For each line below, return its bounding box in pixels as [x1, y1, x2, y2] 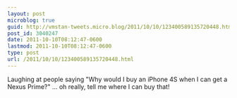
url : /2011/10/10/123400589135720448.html [7, 56, 134, 63]
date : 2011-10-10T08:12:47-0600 [7, 36, 102, 43]
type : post [7, 50, 39, 57]
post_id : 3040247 [7, 29, 59, 37]
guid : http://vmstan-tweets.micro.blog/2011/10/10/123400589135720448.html [7, 23, 235, 30]
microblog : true [7, 17, 55, 24]
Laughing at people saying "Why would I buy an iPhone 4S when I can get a [7, 75, 228, 83]
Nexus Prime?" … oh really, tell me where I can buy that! [7, 82, 170, 91]
